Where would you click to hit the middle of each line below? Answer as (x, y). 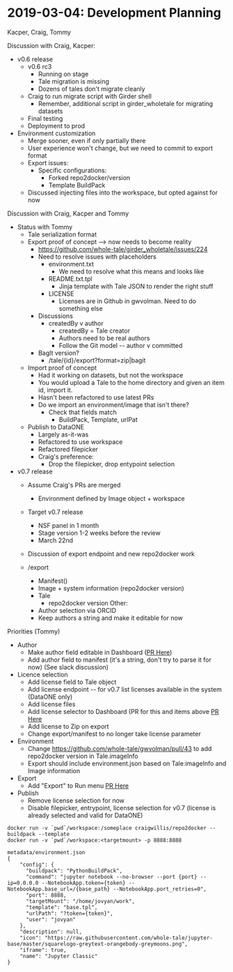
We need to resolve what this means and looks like (131, 271)
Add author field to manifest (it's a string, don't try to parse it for (120, 660)
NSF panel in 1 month (69, 525)
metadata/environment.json (46, 852)
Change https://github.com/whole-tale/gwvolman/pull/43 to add (120, 748)
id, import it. (55, 390)
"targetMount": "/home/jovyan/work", (80, 901)
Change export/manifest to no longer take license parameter (114, 734)
